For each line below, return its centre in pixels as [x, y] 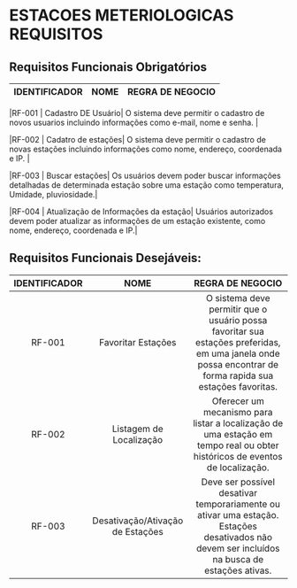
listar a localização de [238, 423]
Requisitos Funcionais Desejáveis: [105, 258]
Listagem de [137, 429]
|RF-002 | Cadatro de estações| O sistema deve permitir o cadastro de [138, 139]
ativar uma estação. [238, 514]
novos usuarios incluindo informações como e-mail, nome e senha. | [134, 122]
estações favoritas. [238, 386]
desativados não [238, 537]
